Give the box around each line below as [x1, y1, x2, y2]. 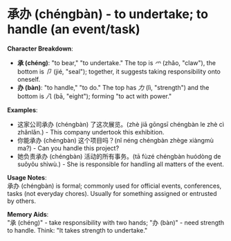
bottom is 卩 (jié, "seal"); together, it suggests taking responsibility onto [17, 67, 221, 75]
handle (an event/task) [7, 21, 140, 37]
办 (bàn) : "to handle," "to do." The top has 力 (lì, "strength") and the [17, 83, 210, 91]
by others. [7, 197, 37, 205]
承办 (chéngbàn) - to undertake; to [7, 6, 209, 22]
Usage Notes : [7, 173, 47, 181]
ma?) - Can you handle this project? [17, 143, 120, 152]
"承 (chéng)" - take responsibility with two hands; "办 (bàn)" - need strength [7, 218, 225, 226]
